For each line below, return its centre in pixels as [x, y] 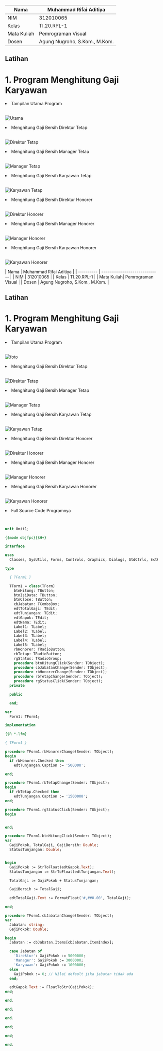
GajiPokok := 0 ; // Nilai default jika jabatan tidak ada [73, 974]
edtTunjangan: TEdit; [35, 613]
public [16, 694]
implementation [20, 725]
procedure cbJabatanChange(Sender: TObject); [61, 667]
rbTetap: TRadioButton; [38, 654]
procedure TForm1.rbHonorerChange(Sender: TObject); [59, 752]
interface [15, 546]
